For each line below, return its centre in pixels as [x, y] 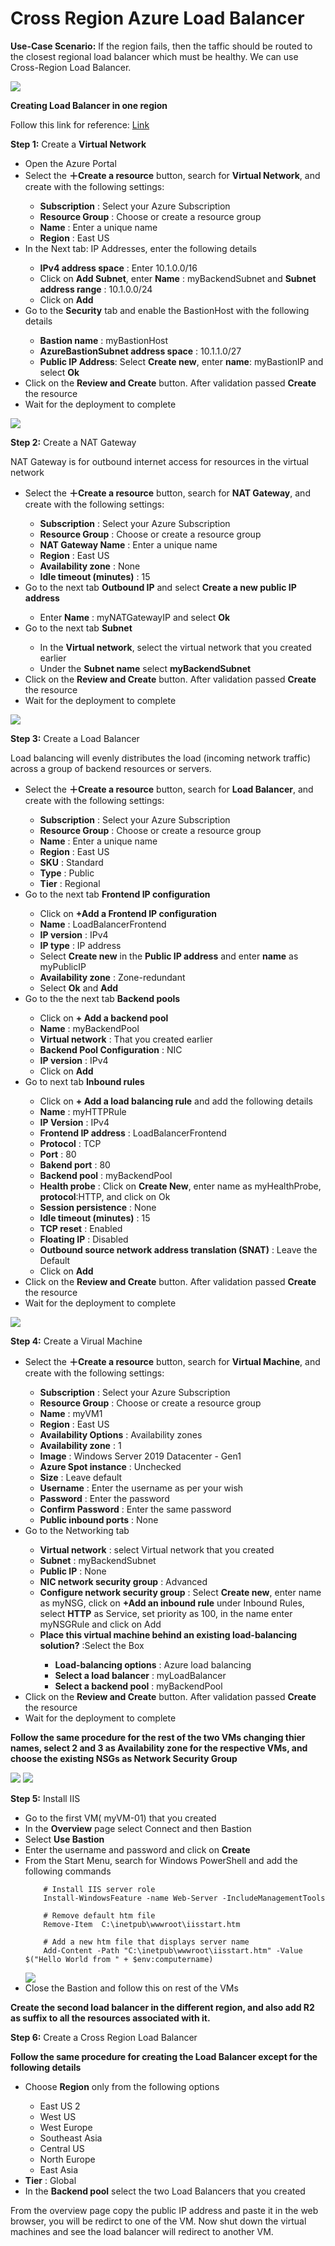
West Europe [66, 2127]
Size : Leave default [81, 1477]
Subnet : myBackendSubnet [98, 1560]
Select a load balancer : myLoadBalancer [140, 1675]
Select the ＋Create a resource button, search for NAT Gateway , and [167, 493]
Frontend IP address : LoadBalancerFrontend [133, 1133]
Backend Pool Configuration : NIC [111, 1049]
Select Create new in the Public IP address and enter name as [169, 956]
